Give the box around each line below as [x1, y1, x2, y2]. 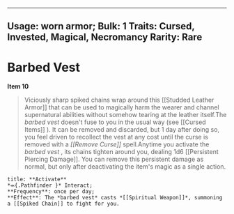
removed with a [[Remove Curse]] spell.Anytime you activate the [24, 140, 210, 148]
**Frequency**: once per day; [7, 188, 95, 195]
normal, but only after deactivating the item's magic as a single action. [24, 162, 226, 171]
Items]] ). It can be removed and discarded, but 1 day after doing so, [24, 125, 220, 134]
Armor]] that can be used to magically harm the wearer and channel [24, 103, 219, 112]
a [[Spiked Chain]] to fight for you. [7, 200, 120, 208]
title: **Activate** [7, 176, 68, 183]
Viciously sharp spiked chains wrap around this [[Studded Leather [24, 95, 214, 105]
